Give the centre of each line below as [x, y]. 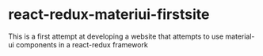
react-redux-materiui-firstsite [109, 15]
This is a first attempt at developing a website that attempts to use [116, 36]
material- [240, 36]
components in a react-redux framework [82, 44]
